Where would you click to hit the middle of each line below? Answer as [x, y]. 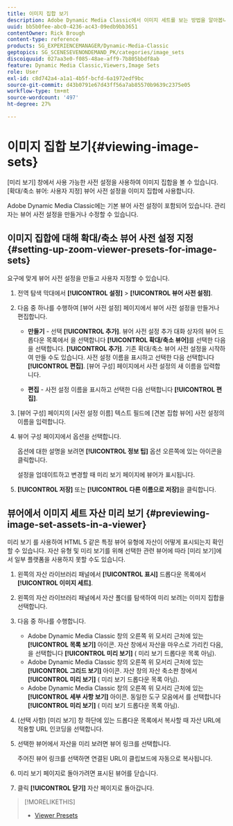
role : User [23, 72]
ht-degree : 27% [29, 104]
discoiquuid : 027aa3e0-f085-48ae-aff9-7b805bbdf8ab [83, 59]
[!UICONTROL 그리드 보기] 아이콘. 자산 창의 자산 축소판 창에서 [112, 671]
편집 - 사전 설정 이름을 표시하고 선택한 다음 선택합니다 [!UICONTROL [121, 389]
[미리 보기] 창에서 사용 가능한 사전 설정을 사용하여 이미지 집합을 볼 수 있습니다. [113, 182]
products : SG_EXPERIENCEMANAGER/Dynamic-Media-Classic [88, 46]
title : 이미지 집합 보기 [38, 14]
